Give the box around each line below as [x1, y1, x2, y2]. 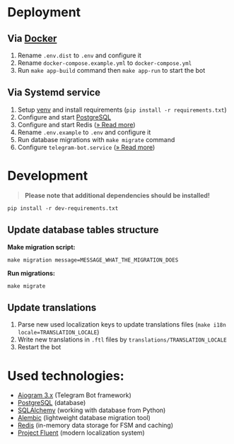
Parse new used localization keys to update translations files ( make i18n [17, 320, 226, 329]
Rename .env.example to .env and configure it [17, 128, 151, 136]
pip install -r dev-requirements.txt [7, 204, 119, 212]
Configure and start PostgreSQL [17, 112, 112, 121]
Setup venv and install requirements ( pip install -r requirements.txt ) [17, 105, 228, 114]
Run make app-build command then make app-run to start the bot [17, 66, 206, 74]
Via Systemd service [7, 86, 101, 99]
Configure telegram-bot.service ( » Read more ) [17, 143, 156, 151]
